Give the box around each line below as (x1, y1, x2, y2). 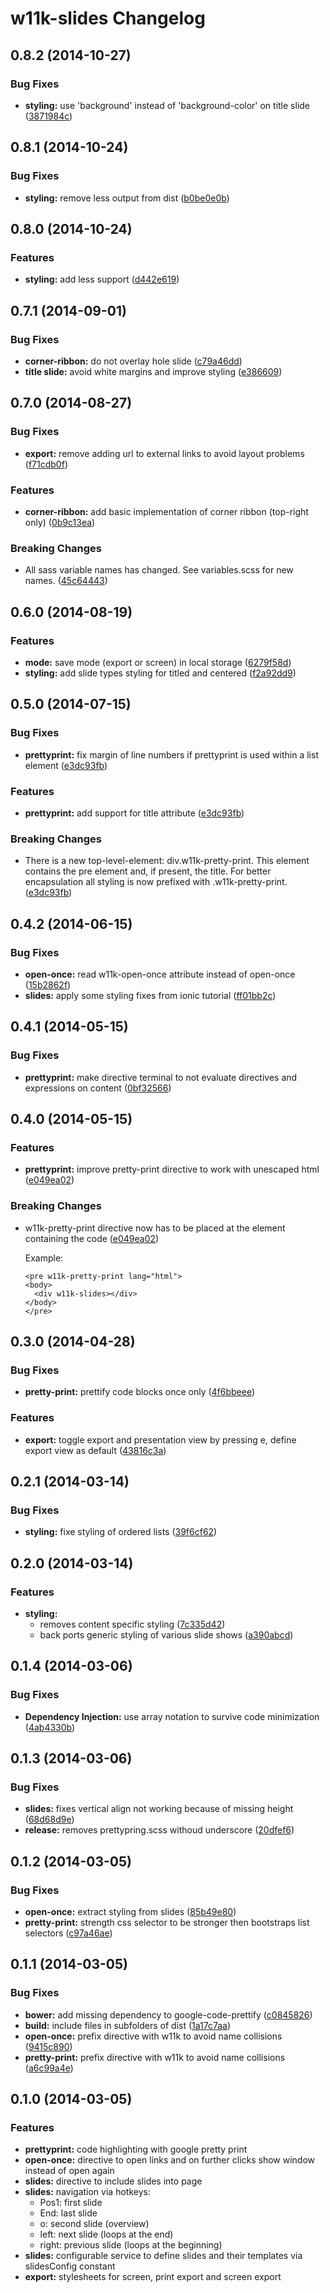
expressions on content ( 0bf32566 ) (24, 1082, 172, 1094)
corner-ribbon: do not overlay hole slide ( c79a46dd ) (24, 355, 243, 367)
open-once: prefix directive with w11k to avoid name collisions (24, 2030, 283, 2042)
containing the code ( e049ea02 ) (24, 1232, 160, 1244)
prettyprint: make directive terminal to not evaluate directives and (24, 1071, 298, 1083)
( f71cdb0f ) (24, 458, 68, 470)
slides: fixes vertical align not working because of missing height (24, 1803, 294, 1815)
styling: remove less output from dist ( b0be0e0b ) (24, 192, 230, 204)
